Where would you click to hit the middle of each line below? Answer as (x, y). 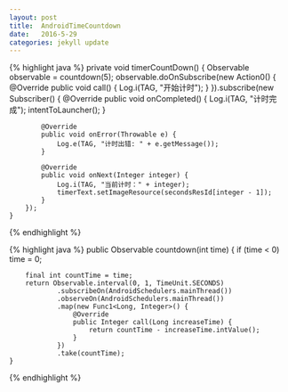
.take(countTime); (91, 354)
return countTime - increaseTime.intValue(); (174, 331)
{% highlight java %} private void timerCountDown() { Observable (129, 68)
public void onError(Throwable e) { (109, 135)
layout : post (33, 17)
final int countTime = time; (79, 276)
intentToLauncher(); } (67, 110)
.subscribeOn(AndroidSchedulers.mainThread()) (144, 291)
